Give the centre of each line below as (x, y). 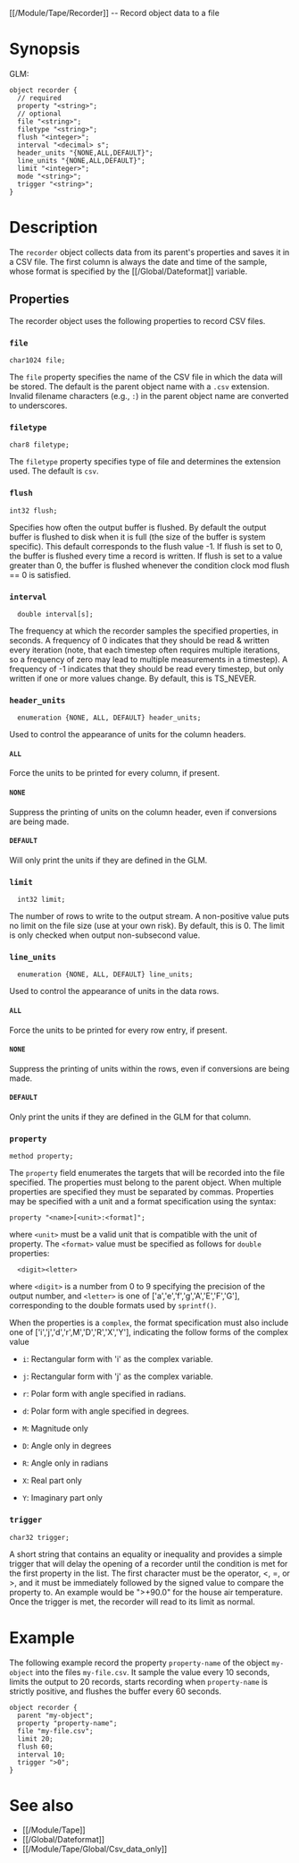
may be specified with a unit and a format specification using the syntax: (143, 1202)
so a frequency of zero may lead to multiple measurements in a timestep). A (149, 659)
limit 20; (35, 1739)
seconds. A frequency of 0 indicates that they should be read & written (139, 640)
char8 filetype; (39, 445)
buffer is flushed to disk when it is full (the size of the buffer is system (137, 537)
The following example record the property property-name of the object (140, 1663)
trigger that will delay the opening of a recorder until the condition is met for (149, 1563)
